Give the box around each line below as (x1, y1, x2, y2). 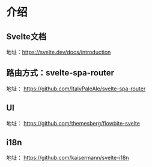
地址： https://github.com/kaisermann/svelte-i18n (6, 154, 129, 162)
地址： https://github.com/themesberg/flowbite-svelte (6, 119, 140, 127)
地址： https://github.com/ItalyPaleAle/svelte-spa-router (6, 85, 146, 92)
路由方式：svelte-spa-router (6, 68, 115, 78)
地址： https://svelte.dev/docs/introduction (6, 49, 111, 55)
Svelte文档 (6, 31, 47, 42)
